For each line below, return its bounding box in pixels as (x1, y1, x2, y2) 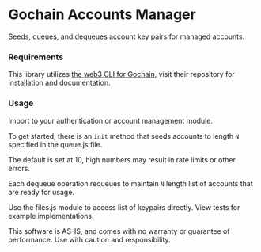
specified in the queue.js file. (8, 139, 103, 149)
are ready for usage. (8, 187, 75, 197)
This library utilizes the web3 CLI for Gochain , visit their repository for (8, 70, 235, 79)
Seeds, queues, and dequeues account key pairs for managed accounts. (8, 32, 245, 41)
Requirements (8, 52, 64, 63)
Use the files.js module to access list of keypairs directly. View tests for (8, 202, 240, 212)
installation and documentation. (8, 78, 111, 88)
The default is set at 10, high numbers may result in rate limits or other (8, 155, 236, 164)
